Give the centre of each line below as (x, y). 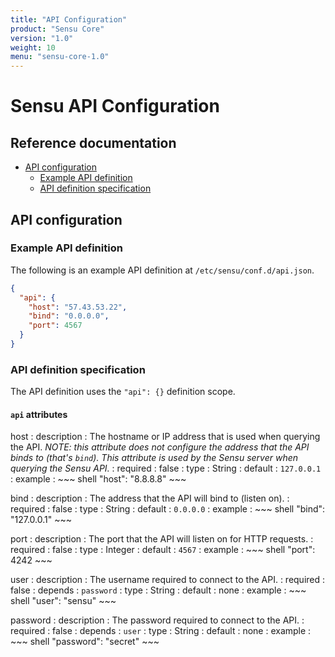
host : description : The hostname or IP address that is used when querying (165, 437)
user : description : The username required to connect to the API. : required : (168, 580)
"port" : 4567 (55, 326)
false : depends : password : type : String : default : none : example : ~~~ (158, 590)
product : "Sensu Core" (57, 29)
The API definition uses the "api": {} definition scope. (123, 392)
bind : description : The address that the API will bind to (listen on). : (150, 498)
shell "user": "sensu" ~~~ (63, 601)
